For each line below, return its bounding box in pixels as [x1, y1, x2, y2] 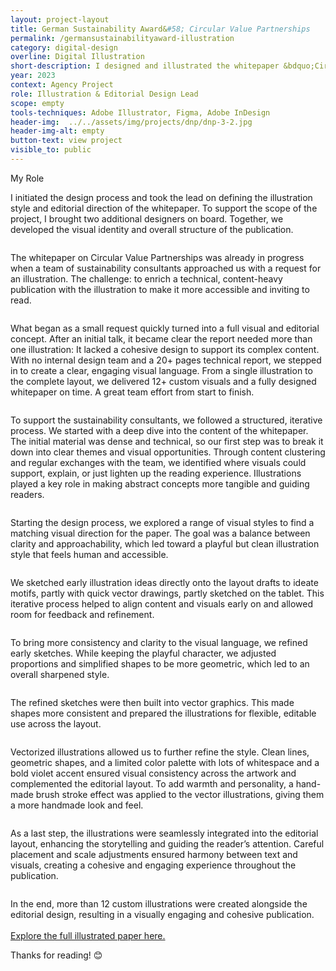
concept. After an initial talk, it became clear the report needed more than [10, 332, 313, 345]
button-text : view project [10, 136, 123, 146]
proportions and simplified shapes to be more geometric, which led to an [10, 657, 310, 670]
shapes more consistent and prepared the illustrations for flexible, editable [10, 707, 317, 719]
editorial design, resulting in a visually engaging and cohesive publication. [10, 908, 315, 920]
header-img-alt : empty [10, 126, 105, 136]
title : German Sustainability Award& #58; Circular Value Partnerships [10, 24, 311, 34]
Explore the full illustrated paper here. [10, 929, 166, 941]
